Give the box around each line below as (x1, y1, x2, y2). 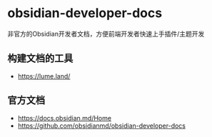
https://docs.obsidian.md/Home (17, 113, 112, 122)
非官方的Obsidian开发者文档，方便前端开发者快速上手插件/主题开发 (7, 29, 205, 38)
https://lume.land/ (17, 71, 71, 80)
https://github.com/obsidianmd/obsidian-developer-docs (17, 121, 186, 130)
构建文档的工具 (7, 52, 74, 65)
